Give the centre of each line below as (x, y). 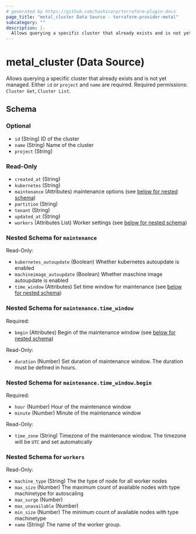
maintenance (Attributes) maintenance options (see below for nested (96, 191)
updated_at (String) (37, 217)
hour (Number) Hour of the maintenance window (73, 406)
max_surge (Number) (38, 500)
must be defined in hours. (45, 367)
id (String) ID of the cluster (47, 139)
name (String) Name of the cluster (54, 145)
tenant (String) (32, 210)
